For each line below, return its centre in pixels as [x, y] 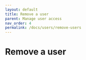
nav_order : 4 [18, 23]
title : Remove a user [27, 14]
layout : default [21, 10]
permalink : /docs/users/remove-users [43, 28]
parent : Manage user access [34, 19]
